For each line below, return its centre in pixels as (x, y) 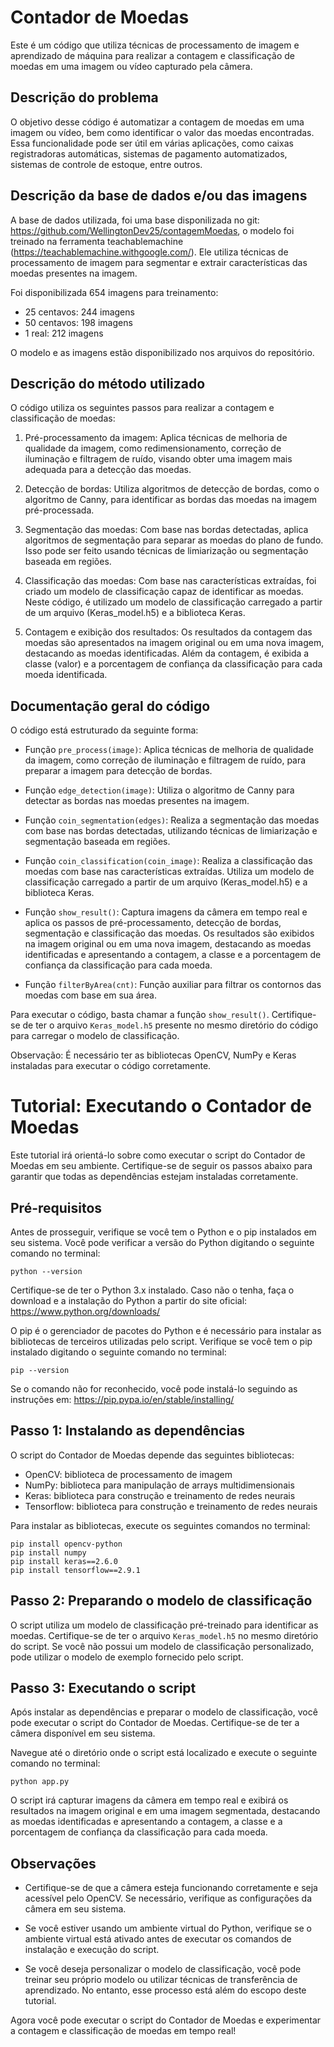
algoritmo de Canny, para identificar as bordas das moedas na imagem (171, 500)
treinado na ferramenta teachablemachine (97, 241)
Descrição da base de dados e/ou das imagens (159, 196)
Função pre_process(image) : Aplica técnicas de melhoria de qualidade (169, 750)
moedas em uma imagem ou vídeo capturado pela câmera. (131, 66)
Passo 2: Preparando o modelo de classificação (161, 1601)
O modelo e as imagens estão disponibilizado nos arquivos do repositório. (162, 352)
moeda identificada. (66, 675)
